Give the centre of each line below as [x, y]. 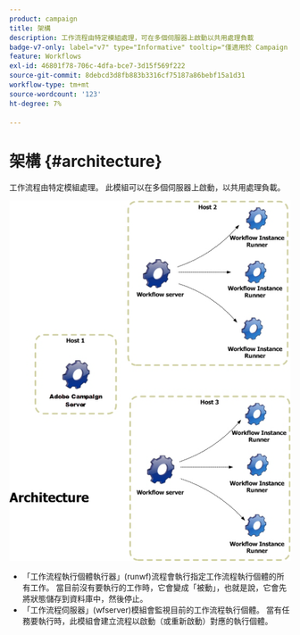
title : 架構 [30, 28]
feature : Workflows [46, 57]
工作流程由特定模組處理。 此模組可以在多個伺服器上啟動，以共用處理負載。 [147, 188]
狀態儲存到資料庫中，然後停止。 [89, 598]
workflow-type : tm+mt [50, 85]
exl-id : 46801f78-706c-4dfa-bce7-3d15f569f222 [97, 66]
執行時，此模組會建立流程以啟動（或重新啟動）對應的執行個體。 [155, 621]
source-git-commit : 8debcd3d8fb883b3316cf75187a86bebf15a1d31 [127, 76]
